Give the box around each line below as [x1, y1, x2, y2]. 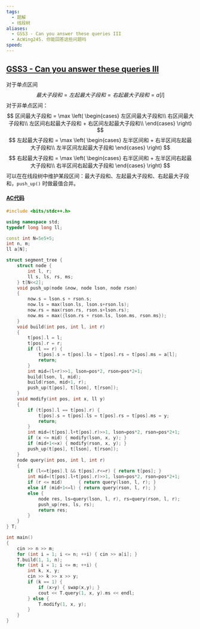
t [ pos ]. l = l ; [27, 335, 63, 341]
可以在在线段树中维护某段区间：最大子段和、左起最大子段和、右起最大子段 [6, 172, 189, 179]
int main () [6, 535, 33, 541]
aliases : [6, 25, 28, 32]
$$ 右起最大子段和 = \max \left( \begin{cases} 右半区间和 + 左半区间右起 [8, 154, 187, 161]
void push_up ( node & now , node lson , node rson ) [17, 285, 137, 291]
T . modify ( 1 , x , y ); [38, 601, 87, 607]
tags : [6, 8, 20, 15]
